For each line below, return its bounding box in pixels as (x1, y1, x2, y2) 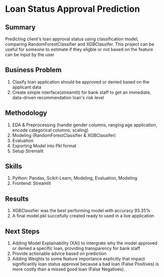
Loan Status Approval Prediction (5, 3, 140, 15)
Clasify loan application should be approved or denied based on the (12, 79, 150, 84)
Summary (5, 23, 36, 31)
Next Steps (5, 227, 40, 235)
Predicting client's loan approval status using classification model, (5, 36, 139, 42)
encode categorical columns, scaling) (12, 127, 89, 133)
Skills (5, 162, 22, 170)
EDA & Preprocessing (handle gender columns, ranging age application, (12, 122, 158, 128)
